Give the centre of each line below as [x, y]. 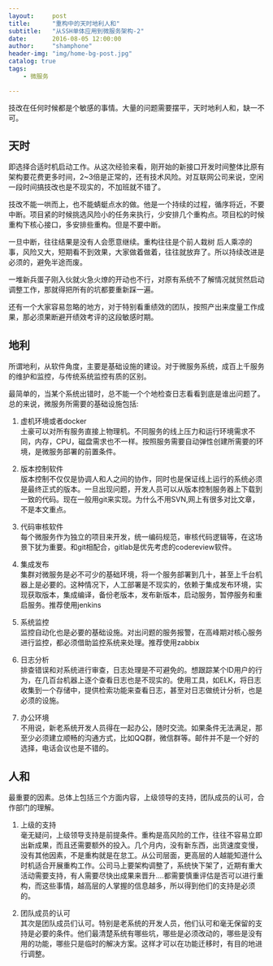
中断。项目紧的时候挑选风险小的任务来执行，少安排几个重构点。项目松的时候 [136, 214]
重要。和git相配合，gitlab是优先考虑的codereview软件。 [142, 547]
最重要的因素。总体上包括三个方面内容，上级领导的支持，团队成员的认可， [133, 798]
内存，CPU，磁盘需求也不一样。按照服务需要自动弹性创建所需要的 [145, 442]
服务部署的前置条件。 [84, 452]
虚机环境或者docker [53, 421]
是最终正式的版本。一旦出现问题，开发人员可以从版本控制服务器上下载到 [141, 489]
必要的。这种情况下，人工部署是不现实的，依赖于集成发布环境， [149, 585]
